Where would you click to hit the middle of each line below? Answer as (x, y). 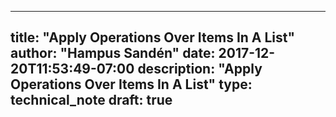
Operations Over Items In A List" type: (131, 84)
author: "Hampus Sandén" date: (113, 53)
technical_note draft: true (91, 100)
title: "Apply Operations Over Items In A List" (153, 37)
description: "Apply (200, 69)
